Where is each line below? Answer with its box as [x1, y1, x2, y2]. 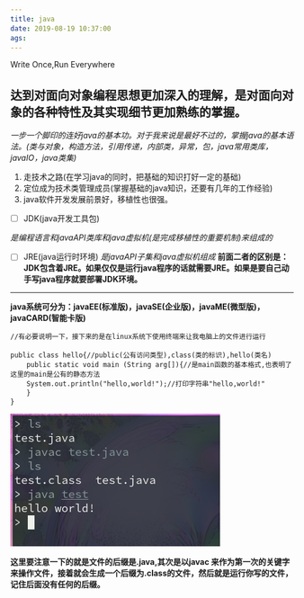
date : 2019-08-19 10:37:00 [10, 23, 112, 33]
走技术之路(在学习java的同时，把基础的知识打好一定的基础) [22, 172, 242, 183]
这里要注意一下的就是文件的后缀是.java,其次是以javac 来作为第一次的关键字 [10, 557, 291, 567]
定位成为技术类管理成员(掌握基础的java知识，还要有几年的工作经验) [22, 183, 273, 193]
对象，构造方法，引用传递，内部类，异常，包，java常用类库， [44, 141, 273, 152]
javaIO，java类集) [10, 153, 77, 164]
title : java [10, 14, 55, 23]
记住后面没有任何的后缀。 [10, 579, 105, 590]
